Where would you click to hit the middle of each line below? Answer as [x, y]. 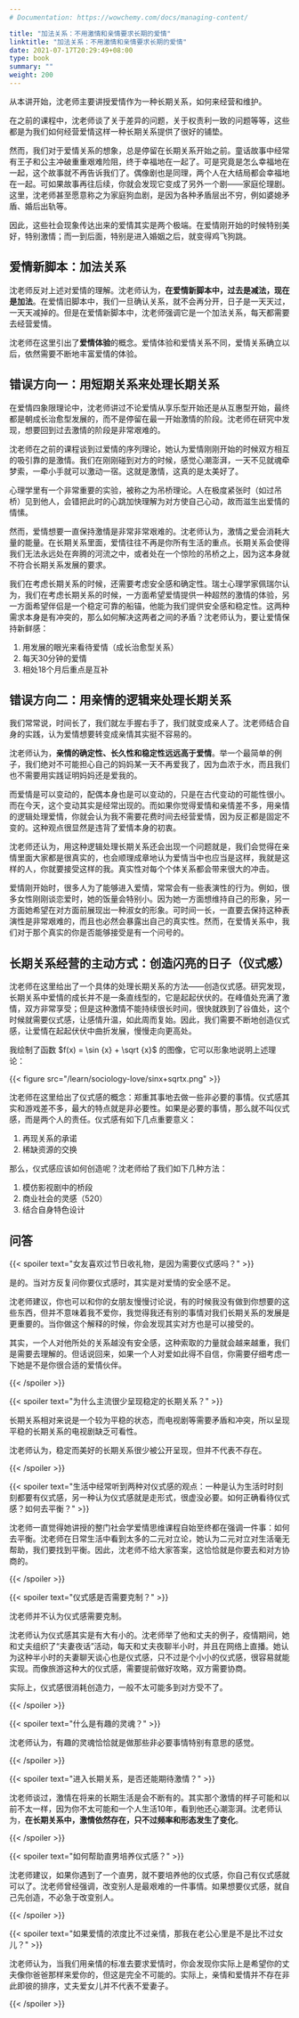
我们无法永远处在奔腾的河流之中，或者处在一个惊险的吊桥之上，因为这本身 [145, 553]
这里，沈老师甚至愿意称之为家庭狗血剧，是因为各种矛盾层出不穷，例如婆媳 [145, 195]
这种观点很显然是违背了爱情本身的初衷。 [106, 828]
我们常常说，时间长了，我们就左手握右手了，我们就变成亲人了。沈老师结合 [145, 723]
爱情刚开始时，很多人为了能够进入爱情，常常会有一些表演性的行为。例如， [145, 888]
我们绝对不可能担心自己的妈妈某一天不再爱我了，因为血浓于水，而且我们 [157, 764]
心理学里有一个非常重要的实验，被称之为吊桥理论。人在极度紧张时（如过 [141, 490]
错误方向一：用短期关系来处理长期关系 [114, 384]
